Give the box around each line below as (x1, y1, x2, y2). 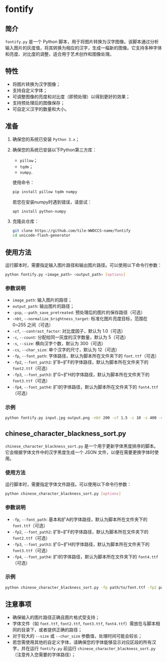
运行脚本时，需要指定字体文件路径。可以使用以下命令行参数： (5, 481, 132, 487)
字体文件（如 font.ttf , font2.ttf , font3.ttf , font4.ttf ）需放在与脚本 (12, 620, 156, 626)
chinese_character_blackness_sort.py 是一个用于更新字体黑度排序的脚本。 (5, 443, 159, 449)
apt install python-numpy (12, 209, 66, 214)
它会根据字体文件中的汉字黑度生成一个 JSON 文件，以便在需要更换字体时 (5, 449, 155, 456)
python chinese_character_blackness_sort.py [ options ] (5, 491, 121, 496)
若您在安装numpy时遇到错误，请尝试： (12, 199, 92, 205)
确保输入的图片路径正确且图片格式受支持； (12, 614, 100, 620)
